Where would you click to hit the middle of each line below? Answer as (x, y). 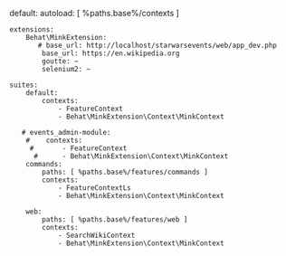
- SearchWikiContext (96, 235)
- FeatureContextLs (94, 188)
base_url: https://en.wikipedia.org (111, 53)
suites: (24, 85)
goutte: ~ (60, 62)
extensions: (32, 30)
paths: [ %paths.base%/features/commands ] (125, 172)
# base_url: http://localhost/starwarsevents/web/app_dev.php (157, 45)
